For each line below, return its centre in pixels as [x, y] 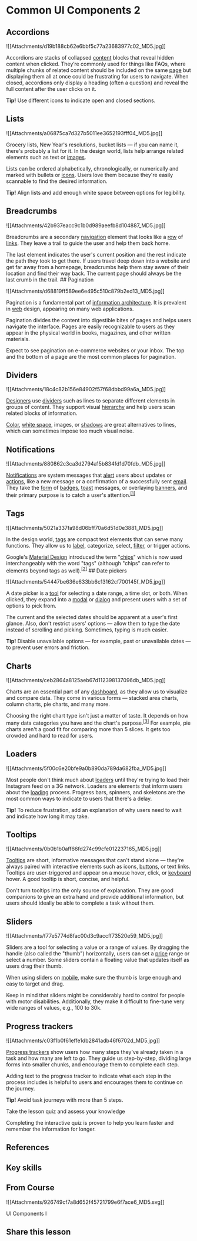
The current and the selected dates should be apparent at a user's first [92, 617]
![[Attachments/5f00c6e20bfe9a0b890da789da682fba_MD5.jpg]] [86, 768]
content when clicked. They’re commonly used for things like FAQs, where [96, 64]
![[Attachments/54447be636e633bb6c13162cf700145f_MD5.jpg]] [86, 582]
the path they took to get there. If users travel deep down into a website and [98, 261]
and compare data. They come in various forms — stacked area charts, [92, 698]
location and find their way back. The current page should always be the [94, 273]
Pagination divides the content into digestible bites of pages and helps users [99, 320]
